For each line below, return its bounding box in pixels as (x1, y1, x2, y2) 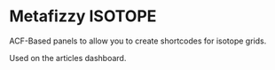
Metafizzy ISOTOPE (9, 6, 157, 27)
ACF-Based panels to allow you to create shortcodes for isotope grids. (9, 35, 267, 46)
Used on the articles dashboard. (9, 52, 127, 63)
